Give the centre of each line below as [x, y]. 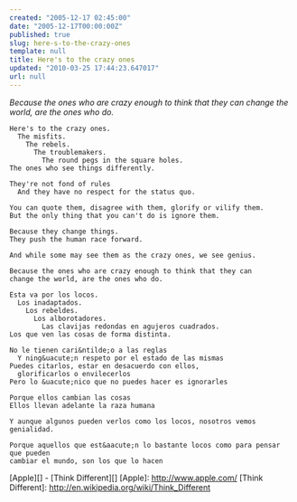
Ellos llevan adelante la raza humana [82, 405]
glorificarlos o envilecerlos [74, 374]
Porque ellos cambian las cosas [70, 398]
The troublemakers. [70, 152]
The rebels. [48, 144]
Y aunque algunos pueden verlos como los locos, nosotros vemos [133, 421]
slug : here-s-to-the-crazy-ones [70, 43]
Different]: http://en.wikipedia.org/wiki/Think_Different [110, 487]
